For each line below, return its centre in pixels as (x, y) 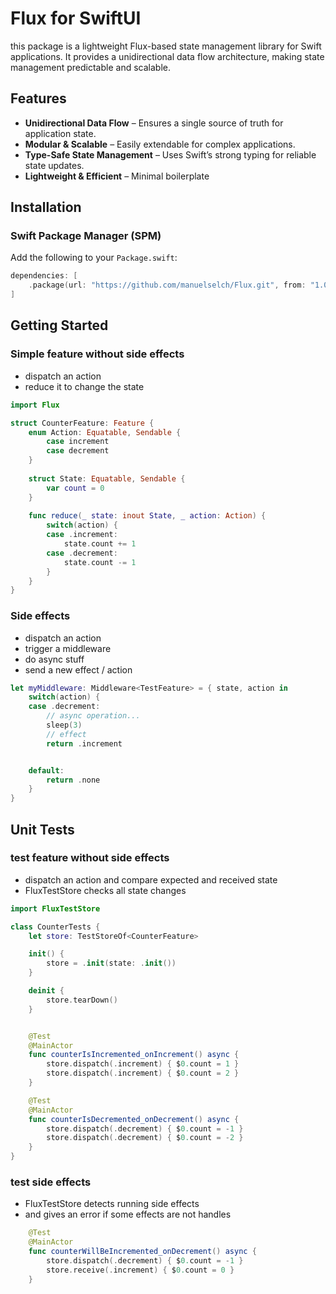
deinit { (46, 991)
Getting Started (59, 325)
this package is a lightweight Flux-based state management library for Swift (166, 46)
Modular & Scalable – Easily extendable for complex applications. (160, 144)
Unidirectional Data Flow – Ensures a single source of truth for (154, 123)
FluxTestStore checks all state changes (105, 890)
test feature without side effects (90, 858)
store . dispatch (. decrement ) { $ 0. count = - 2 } (145, 1138)
